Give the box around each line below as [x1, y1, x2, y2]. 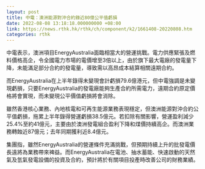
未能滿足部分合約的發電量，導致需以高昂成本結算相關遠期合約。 [16, 64, 178, 72]
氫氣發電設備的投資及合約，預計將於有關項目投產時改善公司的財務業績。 [16, 156, 199, 164]
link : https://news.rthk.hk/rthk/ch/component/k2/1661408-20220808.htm [6, 26, 192, 32]
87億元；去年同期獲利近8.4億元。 [27, 128, 112, 136]
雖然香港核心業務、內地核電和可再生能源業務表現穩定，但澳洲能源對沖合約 [6, 105, 193, 112]
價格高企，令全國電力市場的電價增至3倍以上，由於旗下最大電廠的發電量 [11, 57, 192, 64]
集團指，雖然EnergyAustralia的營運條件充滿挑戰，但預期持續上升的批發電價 [6, 141, 196, 148]
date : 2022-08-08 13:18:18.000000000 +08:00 [6, 20, 121, 26]
